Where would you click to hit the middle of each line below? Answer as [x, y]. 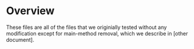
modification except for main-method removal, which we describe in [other [97, 33]
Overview [30, 11]
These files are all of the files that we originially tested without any [86, 27]
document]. [20, 40]
